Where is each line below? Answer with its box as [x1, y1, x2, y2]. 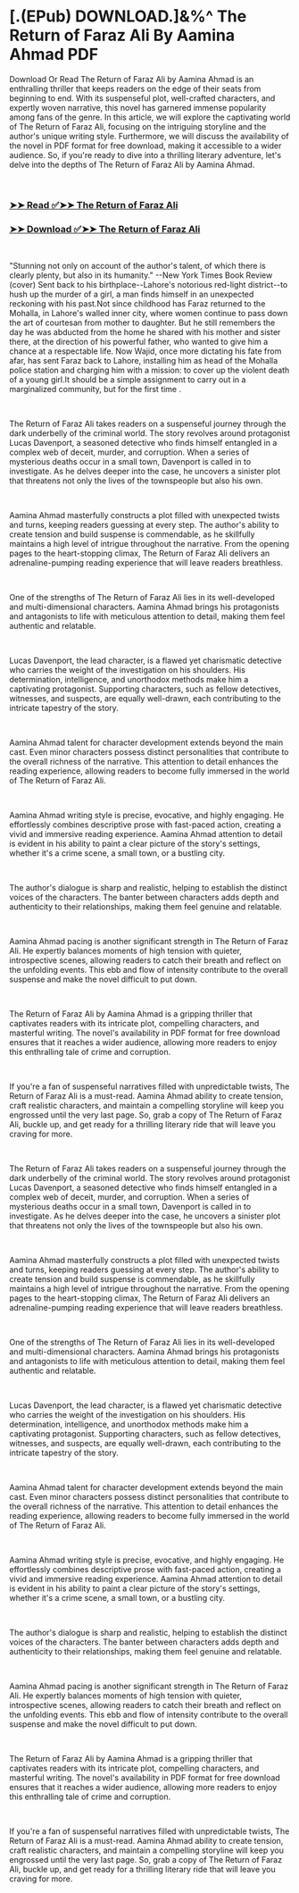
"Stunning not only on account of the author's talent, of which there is [9, 261, 266, 272]
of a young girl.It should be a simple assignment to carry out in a [9, 374, 246, 385]
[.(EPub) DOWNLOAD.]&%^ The [9, 6, 247, 27]
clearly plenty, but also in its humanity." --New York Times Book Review [9, 270, 273, 281]
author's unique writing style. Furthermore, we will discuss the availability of [9, 130, 289, 141]
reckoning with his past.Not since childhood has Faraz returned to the [9, 298, 266, 309]
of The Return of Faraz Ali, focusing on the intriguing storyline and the [9, 121, 267, 131]
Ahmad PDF [9, 45, 99, 64]
